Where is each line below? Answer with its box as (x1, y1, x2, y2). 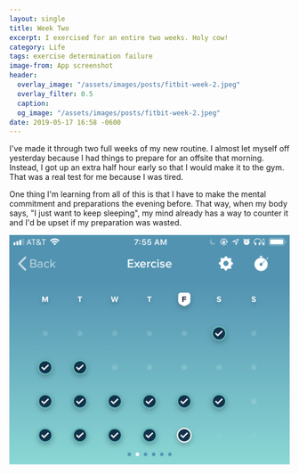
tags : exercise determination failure (9, 52, 153, 61)
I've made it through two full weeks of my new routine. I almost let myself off (9, 143, 290, 154)
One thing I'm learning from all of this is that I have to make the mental (9, 189, 267, 200)
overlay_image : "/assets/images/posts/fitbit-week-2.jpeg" (17, 80, 241, 89)
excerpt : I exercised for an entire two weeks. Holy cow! (9, 33, 229, 42)
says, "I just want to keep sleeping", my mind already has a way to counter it (9, 208, 289, 218)
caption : (17, 99, 50, 108)
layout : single (9, 14, 66, 23)
